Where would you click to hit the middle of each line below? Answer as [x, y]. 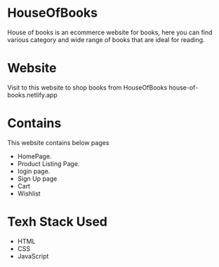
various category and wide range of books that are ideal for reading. [106, 39]
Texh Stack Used [57, 221]
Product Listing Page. [48, 163]
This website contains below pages [58, 142]
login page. [34, 171]
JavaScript [33, 256]
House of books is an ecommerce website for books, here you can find [110, 32]
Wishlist [29, 193]
